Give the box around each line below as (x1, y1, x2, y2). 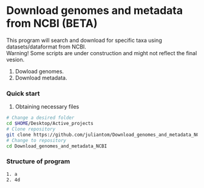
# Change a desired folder (6, 115, 75, 121)
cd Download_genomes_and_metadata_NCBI (6, 143, 107, 149)
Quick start (6, 89, 41, 98)
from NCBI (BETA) (6, 16, 98, 30)
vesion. (6, 56, 25, 63)
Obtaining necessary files (15, 103, 80, 110)
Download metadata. (15, 74, 67, 81)
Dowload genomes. (15, 67, 64, 75)
